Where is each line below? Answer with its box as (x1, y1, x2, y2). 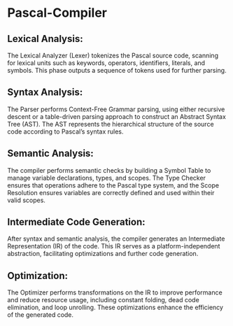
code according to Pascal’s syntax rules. (7, 127, 124, 136)
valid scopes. (7, 196, 45, 204)
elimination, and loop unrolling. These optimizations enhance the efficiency (7, 303, 224, 312)
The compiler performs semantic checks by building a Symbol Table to (7, 166, 211, 174)
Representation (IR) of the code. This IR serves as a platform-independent (7, 242, 220, 250)
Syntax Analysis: (7, 86, 83, 99)
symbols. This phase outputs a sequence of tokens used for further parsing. (7, 66, 227, 74)
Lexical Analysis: (7, 33, 83, 45)
